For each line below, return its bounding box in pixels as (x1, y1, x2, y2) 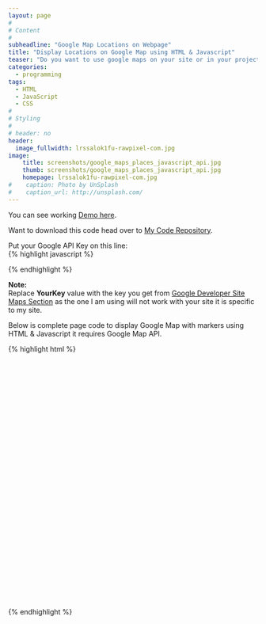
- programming (15, 70, 62, 78)
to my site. (8, 305, 43, 314)
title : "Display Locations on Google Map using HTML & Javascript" (8, 48, 236, 56)
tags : (8, 78, 26, 86)
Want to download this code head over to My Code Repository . (8, 225, 213, 234)
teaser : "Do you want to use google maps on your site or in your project (8, 56, 260, 64)
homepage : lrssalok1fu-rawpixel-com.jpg (22, 173, 158, 182)
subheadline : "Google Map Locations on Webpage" (8, 41, 172, 49)
